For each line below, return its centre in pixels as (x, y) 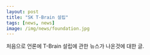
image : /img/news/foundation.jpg (48, 28)
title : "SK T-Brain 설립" (37, 17)
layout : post (22, 12)
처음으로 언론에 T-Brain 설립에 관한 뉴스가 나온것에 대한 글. (75, 46)
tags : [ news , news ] (31, 23)
